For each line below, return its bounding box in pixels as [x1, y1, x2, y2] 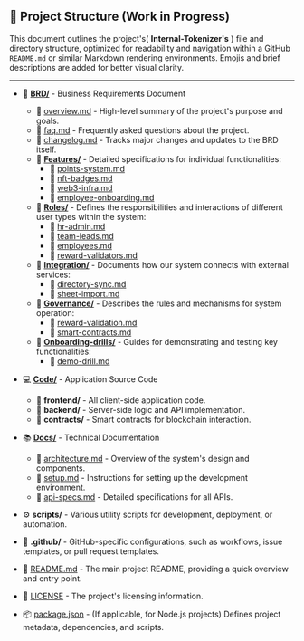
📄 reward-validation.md [49, 317, 138, 328]
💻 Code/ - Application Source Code [22, 373, 158, 385]
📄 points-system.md [49, 163, 125, 174]
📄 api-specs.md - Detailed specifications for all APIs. [35, 491, 233, 502]
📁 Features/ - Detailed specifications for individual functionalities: [35, 153, 282, 164]
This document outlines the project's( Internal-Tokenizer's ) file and [9, 33, 264, 43]
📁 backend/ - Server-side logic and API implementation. [35, 404, 246, 415]
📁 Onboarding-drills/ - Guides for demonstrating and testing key [35, 336, 279, 347]
